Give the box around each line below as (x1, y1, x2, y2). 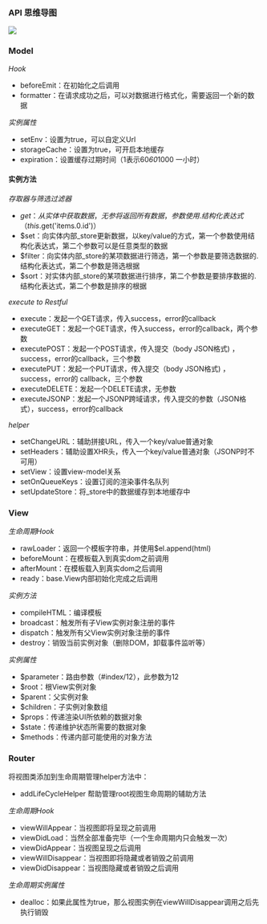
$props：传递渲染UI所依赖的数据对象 (19, 712, 143, 722)
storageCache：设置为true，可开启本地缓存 (19, 145, 164, 154)
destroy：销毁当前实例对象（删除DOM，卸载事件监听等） (19, 638, 210, 648)
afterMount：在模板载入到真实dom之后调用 (19, 564, 163, 573)
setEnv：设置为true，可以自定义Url (19, 134, 136, 144)
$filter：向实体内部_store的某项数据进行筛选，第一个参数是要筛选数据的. (19, 250, 259, 260)
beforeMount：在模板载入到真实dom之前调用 (19, 554, 170, 564)
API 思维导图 (8, 6, 58, 18)
